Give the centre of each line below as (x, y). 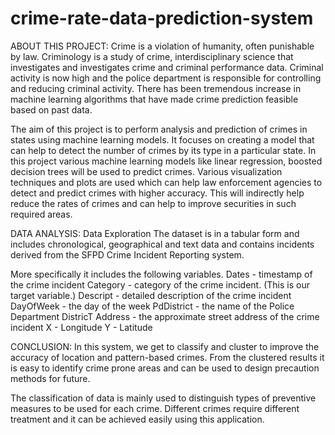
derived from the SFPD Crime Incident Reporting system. (127, 254)
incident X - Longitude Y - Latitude (81, 327)
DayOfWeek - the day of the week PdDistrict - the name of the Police (152, 306)
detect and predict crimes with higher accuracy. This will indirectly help (157, 193)
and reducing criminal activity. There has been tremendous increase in (156, 88)
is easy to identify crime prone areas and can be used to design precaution (165, 368)
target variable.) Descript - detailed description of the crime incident (151, 295)
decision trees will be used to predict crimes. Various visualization (146, 171)
